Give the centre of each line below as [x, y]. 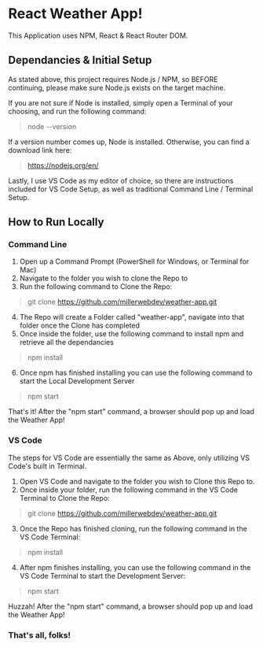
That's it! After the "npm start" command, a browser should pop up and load [131, 412]
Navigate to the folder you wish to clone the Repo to [104, 278]
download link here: [40, 150]
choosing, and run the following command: [77, 111]
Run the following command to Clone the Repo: [96, 287]
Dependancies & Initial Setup [80, 60]
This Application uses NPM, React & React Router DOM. [98, 35]
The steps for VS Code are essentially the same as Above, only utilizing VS [129, 457]
